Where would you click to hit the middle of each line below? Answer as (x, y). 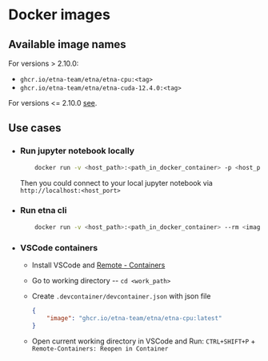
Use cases (35, 128)
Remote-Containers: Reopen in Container (100, 349)
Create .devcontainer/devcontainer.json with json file (121, 296)
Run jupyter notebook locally (77, 151)
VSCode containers (59, 247)
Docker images (59, 15)
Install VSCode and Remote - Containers (98, 265)
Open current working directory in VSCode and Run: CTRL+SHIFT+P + (144, 341)
